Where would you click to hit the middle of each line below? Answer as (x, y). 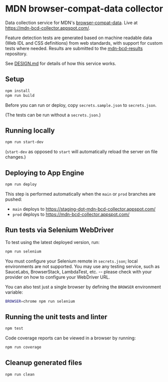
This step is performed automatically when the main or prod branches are (80, 194)
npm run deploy (21, 184)
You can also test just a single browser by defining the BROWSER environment (83, 287)
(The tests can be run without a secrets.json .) (53, 115)
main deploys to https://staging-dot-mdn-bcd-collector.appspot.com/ (84, 209)
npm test (14, 329)
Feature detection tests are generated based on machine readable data (79, 38)
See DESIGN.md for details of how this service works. (61, 63)
